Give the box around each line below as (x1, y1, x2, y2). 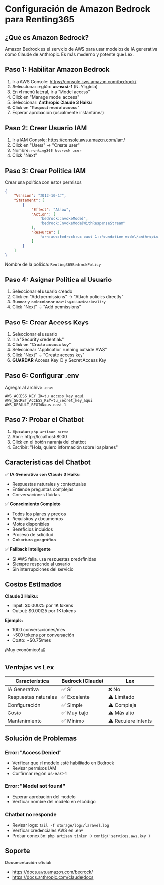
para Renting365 (5, 14, 75, 25)
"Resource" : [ (31, 230, 60, 235)
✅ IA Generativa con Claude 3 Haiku (5, 471, 80, 477)
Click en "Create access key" (12, 342, 71, 347)
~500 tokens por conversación (12, 632, 74, 638)
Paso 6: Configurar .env (5, 371, 79, 380)
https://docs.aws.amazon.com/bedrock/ (12, 869, 93, 875)
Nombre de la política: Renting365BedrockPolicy (5, 261, 101, 267)
